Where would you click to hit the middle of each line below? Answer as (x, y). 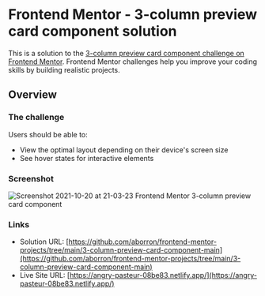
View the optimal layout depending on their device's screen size (124, 150)
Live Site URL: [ (45, 275)
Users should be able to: (48, 134)
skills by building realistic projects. (64, 69)
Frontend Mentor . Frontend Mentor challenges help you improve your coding (133, 62)
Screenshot (31, 178)
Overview (33, 95)
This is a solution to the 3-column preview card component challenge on (127, 53)
